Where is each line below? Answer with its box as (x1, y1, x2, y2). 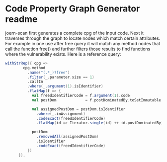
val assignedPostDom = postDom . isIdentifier (31, 106, 126, 112)
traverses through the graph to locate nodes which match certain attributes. (5, 35, 161, 41)
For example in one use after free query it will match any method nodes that (5, 40, 161, 46)
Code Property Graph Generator (5, 3, 140, 14)
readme (5, 13, 38, 25)
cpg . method (23, 65, 46, 70)
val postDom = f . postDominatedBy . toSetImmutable (31, 97, 162, 102)
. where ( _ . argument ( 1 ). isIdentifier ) (27, 84, 103, 89)
